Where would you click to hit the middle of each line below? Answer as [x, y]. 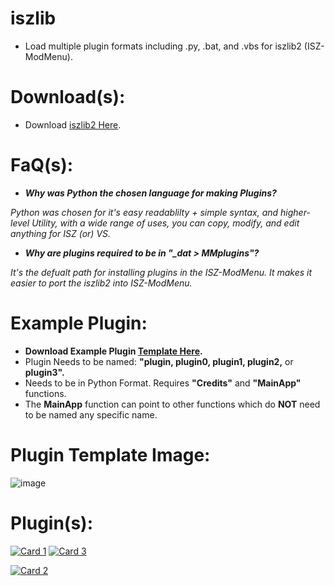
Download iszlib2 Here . [73, 124]
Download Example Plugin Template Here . [113, 351]
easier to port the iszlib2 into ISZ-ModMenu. [101, 283]
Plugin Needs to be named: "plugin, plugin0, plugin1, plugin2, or [159, 361]
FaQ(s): [42, 165]
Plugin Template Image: [110, 454]
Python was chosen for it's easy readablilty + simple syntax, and [144, 212]
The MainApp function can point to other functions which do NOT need [172, 404]
